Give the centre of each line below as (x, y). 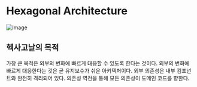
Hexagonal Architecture (67, 11)
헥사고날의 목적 (33, 48)
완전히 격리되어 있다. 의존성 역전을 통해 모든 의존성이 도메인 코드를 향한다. (103, 78)
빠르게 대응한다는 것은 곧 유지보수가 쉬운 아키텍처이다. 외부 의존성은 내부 (91, 70)
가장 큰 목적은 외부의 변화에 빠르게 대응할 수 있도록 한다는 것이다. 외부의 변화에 (98, 63)
